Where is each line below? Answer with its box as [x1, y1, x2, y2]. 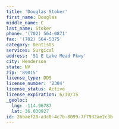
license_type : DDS [6, 75, 52, 81]
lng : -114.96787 [11, 102, 52, 109]
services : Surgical [6, 48, 55, 54]
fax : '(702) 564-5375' [6, 36, 62, 42]
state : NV [6, 64, 31, 70]
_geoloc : [6, 97, 28, 103]
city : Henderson [6, 58, 46, 64]
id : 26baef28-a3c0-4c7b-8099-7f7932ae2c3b [6, 114, 113, 119]
